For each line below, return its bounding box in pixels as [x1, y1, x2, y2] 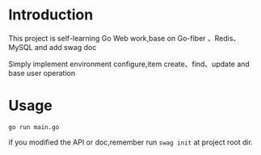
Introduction [8, 6, 94, 24]
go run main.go [8, 123, 60, 131]
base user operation [8, 68, 75, 77]
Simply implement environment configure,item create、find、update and [8, 59, 250, 69]
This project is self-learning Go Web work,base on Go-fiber [8, 33, 206, 43]
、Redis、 [207, 33, 241, 43]
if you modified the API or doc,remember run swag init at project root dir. [8, 137, 253, 147]
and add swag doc [35, 42, 97, 52]
